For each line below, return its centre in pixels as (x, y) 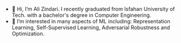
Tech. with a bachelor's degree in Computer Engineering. (81, 15)
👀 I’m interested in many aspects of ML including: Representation (91, 21)
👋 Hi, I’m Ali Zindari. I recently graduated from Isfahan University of (93, 9)
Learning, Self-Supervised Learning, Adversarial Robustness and (91, 27)
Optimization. (28, 34)
